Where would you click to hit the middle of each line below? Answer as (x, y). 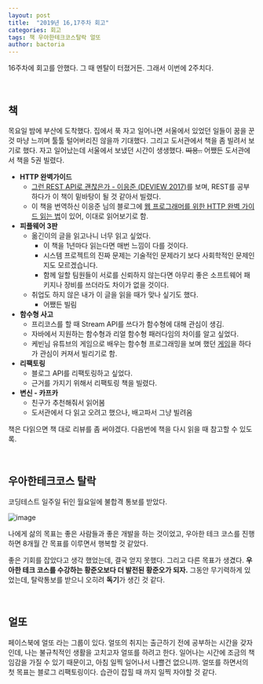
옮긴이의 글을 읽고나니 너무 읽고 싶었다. (91, 236)
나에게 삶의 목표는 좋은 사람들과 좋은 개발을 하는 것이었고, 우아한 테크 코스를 (124, 533)
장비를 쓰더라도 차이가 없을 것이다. (116, 284)
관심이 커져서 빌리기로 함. (79, 353)
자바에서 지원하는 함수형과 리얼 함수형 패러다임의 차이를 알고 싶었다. (135, 334)
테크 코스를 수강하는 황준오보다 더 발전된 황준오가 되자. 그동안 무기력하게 (132, 569)
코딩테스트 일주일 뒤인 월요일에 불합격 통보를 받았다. (88, 501)
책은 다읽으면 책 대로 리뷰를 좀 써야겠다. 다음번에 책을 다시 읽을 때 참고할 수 (123, 429)
